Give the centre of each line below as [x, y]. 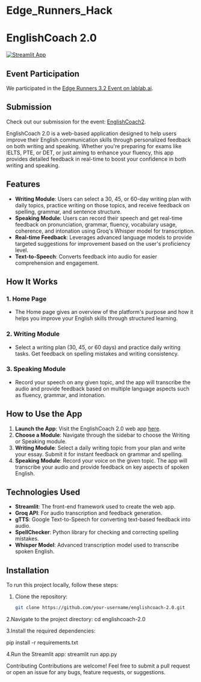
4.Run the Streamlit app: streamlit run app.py [62, 654]
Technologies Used [43, 493]
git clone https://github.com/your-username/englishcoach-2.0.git [100, 608]
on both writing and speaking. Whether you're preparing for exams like [94, 146]
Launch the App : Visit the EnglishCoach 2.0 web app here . [88, 428]
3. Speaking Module [36, 369]
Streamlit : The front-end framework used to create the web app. [95, 507]
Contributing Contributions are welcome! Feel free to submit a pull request [98, 666]
